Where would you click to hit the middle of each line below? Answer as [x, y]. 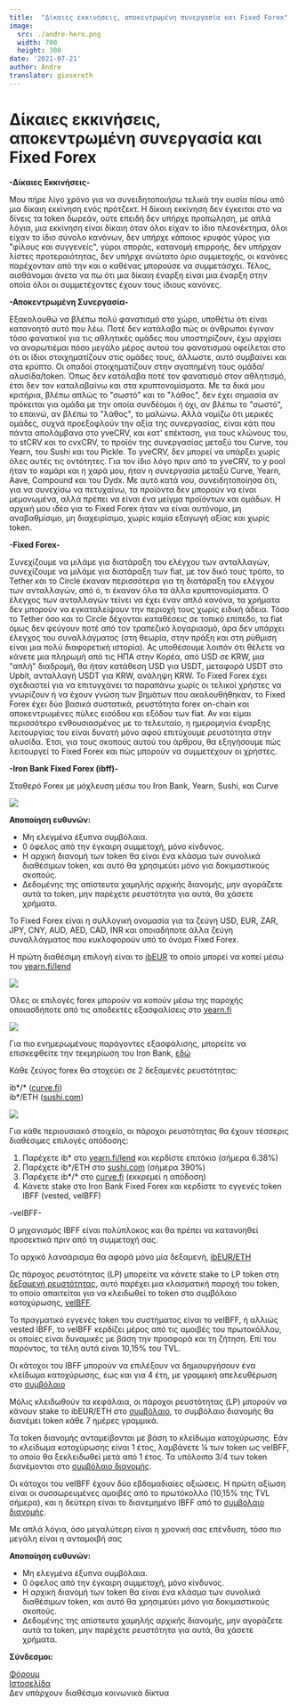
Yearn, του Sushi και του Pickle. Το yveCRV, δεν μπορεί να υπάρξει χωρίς [145, 452]
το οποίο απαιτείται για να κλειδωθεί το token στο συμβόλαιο [123, 1293]
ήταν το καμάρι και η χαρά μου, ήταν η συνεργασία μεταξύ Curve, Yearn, [145, 470]
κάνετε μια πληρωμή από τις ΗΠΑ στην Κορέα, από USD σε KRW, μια [137, 657]
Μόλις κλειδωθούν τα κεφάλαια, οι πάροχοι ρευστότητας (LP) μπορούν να [148, 1401]
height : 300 [40, 51]
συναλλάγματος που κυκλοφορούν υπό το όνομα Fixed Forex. [124, 939]
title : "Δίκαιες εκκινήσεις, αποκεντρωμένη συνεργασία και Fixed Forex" [149, 17]
